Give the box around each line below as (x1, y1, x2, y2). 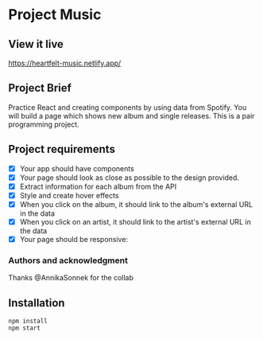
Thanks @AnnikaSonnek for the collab (8, 273, 133, 283)
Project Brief (8, 81, 72, 95)
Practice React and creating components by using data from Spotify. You (8, 102, 247, 112)
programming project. (8, 119, 79, 129)
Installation (8, 296, 65, 310)
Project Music (8, 6, 102, 24)
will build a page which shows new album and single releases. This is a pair (8, 111, 255, 120)
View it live (8, 37, 64, 51)
